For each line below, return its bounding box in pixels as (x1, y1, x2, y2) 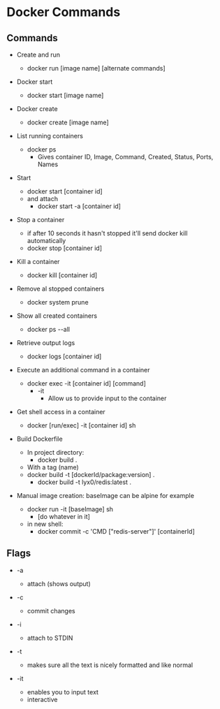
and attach (27, 195, 59, 203)
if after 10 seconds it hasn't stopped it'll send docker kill (27, 229, 188, 237)
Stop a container (16, 216, 65, 224)
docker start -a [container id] (37, 202, 122, 210)
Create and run (16, 50, 61, 59)
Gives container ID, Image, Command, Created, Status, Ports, (37, 153, 214, 161)
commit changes (27, 606, 75, 615)
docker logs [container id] (27, 352, 102, 360)
